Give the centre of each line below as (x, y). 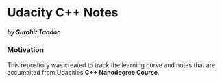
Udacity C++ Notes (63, 13)
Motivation (26, 50)
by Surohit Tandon (34, 32)
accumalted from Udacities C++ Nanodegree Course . (83, 72)
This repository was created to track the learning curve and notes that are (111, 65)
